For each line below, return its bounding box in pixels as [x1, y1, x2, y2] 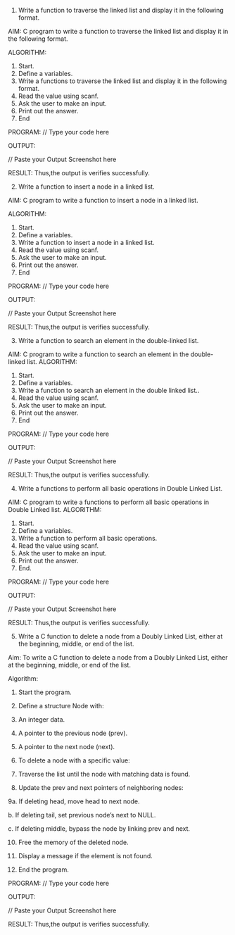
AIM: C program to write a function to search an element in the [8, 350, 189, 358]
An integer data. [18, 715, 65, 724]
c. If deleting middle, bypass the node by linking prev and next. [8, 824, 191, 833]
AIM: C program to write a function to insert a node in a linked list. [8, 196, 199, 204]
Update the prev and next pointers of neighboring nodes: [18, 784, 184, 791]
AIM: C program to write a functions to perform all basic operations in [8, 498, 210, 506]
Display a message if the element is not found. [18, 852, 153, 860]
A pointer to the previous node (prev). [18, 729, 128, 737]
